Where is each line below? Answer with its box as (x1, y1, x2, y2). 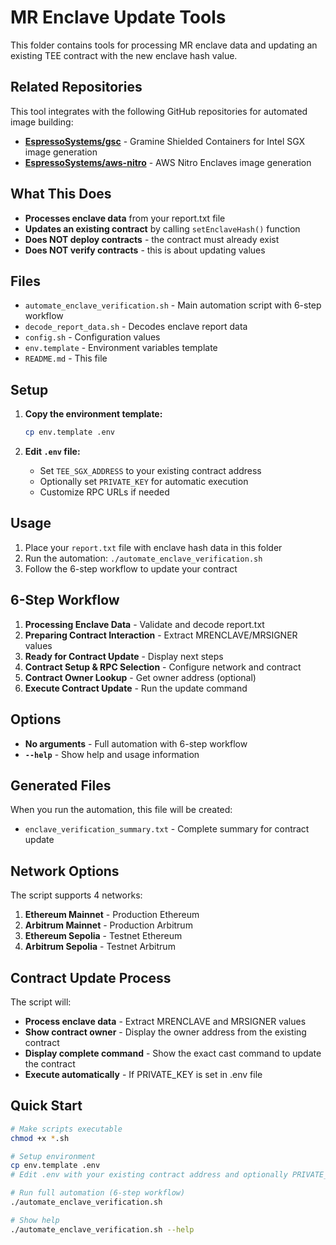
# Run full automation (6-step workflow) (10, 1188, 186, 1198)
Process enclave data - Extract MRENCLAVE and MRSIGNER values (24, 1015, 307, 1027)
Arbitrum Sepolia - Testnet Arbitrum (24, 941, 176, 953)
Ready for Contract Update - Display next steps (24, 650, 224, 662)
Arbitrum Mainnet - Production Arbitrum (24, 919, 193, 931)
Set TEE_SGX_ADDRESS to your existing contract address (39, 465, 262, 477)
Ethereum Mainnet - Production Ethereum (24, 909, 200, 921)
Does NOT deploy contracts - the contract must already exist (24, 233, 280, 245)
